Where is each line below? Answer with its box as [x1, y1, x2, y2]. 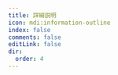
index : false [8, 26, 51, 34]
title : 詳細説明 [8, 11, 57, 20]
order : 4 [15, 55, 44, 63]
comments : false [8, 33, 61, 41]
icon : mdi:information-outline [8, 19, 111, 27]
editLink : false [8, 41, 61, 48]
